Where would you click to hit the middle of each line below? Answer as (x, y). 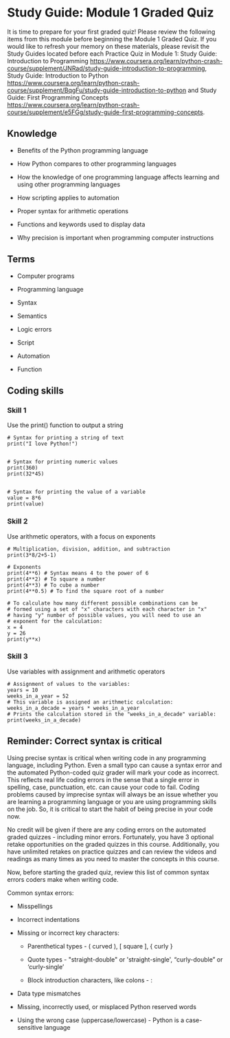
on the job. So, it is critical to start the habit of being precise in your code (110, 809)
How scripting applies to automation (68, 197)
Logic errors (34, 329)
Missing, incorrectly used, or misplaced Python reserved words (107, 1006)
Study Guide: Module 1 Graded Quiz (111, 13)
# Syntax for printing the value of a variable (77, 492)
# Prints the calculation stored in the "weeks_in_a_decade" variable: (112, 714)
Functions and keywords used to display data (81, 224)
